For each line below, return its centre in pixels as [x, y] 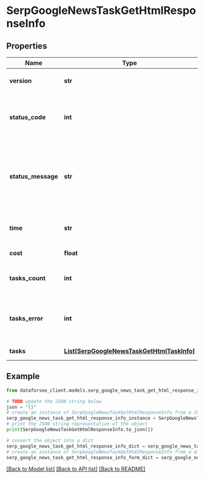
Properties [27, 46]
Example [23, 376]
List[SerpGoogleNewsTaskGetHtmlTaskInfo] [130, 351]
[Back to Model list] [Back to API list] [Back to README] [76, 469]
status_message [34, 176]
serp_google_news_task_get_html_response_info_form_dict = [83, 457]
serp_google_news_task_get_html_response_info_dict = [76, 446]
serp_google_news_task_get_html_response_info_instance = [81, 418]
